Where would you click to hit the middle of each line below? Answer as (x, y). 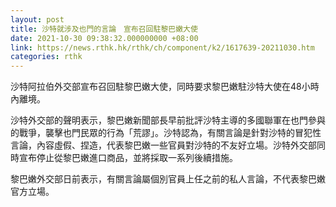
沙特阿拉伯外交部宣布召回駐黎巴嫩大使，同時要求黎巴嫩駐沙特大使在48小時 (165, 87)
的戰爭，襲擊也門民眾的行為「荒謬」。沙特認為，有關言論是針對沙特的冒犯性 (166, 133)
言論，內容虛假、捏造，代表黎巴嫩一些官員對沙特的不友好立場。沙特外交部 (163, 145)
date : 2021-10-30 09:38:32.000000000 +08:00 (104, 38)
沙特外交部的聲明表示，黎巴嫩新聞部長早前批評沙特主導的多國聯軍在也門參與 (168, 120)
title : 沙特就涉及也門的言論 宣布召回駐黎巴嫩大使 (104, 29)
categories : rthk (46, 57)
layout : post (37, 19)
